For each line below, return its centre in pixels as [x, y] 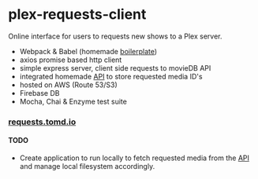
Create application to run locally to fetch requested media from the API [135, 158]
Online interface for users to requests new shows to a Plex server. [115, 36]
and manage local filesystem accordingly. [87, 166]
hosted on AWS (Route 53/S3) [69, 85]
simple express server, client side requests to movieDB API [115, 68]
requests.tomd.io [42, 122]
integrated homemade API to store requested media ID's [111, 76]
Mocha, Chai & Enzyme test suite [73, 101]
